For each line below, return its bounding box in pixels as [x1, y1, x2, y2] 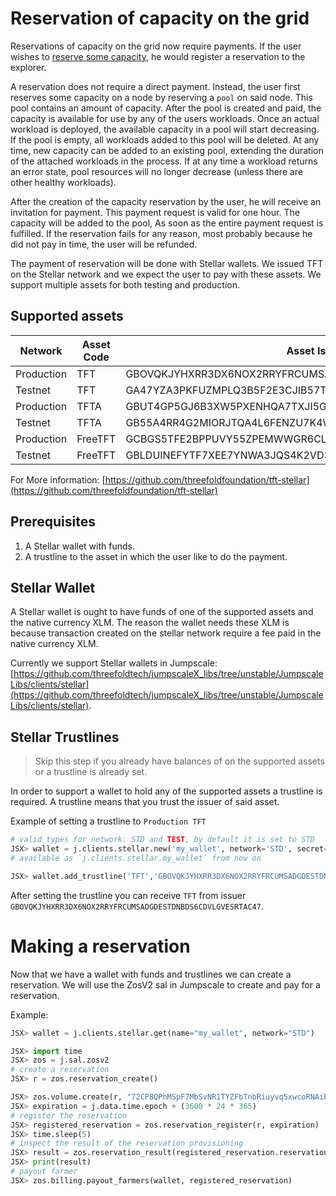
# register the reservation [10, 1110, 128, 1121]
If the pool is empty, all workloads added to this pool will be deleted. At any [10, 133, 320, 146]
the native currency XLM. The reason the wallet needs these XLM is [10, 617, 290, 629]
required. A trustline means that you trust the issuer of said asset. [10, 796, 280, 808]
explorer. [10, 61, 47, 73]
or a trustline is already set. [34, 766, 148, 778]
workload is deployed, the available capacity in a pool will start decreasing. [10, 123, 320, 135]
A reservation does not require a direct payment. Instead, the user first [10, 80, 301, 92]
